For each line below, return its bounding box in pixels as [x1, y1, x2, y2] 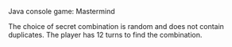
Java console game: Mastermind [8, 7, 115, 16]
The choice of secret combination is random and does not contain [8, 22, 225, 31]
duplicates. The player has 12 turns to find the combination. [8, 31, 203, 39]
